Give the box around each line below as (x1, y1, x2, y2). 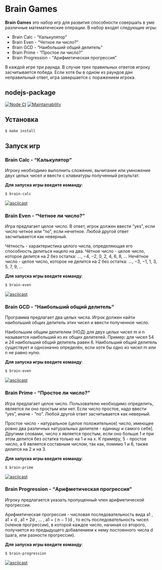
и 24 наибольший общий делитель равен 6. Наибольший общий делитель (5, 339, 157, 345)
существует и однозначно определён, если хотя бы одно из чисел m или (5, 345, 156, 350)
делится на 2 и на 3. (5, 446, 46, 452)
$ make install (5, 128, 36, 133)
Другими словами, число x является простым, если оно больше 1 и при (5, 431, 154, 436)
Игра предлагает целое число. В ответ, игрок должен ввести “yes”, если (5, 224, 155, 229)
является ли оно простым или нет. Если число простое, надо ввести (5, 406, 147, 412)
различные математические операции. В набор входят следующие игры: (5, 24, 157, 30)
